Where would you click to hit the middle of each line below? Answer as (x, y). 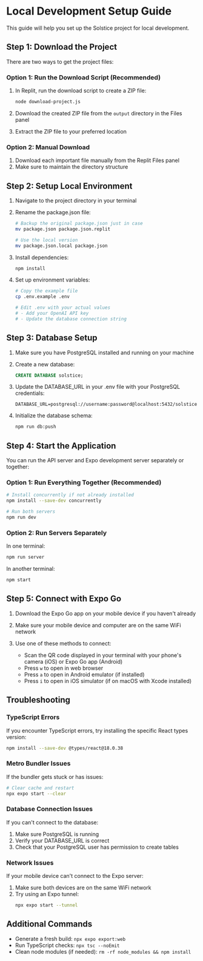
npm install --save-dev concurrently (54, 501)
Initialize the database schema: (54, 416)
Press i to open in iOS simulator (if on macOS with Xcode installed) (108, 681)
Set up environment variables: (52, 280)
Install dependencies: (42, 257)
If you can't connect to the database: (52, 822)
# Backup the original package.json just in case (79, 224)
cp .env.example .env (42, 297)
